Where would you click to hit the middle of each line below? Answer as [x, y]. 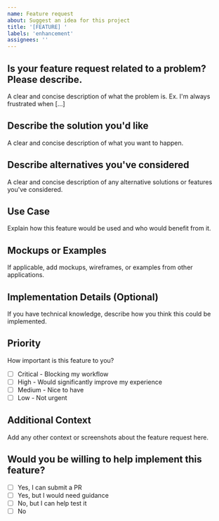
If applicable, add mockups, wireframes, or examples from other [100, 267]
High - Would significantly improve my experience [90, 382]
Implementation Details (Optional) [83, 297]
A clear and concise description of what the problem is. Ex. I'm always [109, 96]
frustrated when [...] [36, 103]
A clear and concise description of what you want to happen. [95, 143]
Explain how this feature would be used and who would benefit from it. [109, 229]
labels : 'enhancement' [40, 33]
